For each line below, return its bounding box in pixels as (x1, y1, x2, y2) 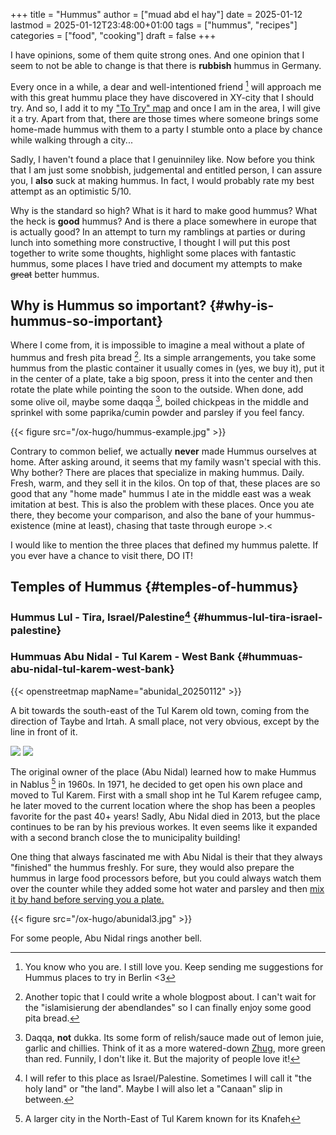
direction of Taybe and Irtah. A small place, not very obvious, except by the (10, 715, 320, 727)
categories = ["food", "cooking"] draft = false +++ (10, 30, 217, 41)
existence (10, 519, 51, 531)
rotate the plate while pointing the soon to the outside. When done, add (10, 384, 304, 396)
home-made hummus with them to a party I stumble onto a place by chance (10, 123, 323, 135)
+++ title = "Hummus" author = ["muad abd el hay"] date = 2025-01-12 (10, 9, 303, 20)
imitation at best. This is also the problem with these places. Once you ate (10, 498, 315, 510)
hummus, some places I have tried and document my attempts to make (10, 257, 303, 269)
